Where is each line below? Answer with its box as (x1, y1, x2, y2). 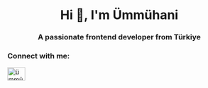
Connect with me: (7, 51, 70, 61)
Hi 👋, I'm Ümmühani (60, 7, 179, 23)
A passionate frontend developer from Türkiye (38, 32, 201, 42)
